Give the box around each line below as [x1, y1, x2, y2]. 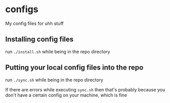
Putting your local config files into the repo [5, 63, 144, 72]
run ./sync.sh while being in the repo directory [5, 77, 103, 83]
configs [5, 4, 39, 15]
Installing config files [5, 35, 74, 44]
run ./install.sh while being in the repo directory [5, 48, 110, 54]
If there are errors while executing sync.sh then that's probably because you [5, 86, 165, 92]
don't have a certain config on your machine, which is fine [5, 92, 127, 98]
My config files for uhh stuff [5, 20, 64, 26]
